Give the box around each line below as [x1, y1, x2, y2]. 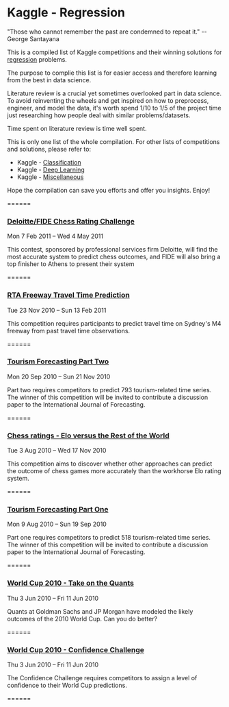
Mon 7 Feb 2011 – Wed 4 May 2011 [7, 232, 104, 241]
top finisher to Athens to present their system [7, 260, 135, 268]
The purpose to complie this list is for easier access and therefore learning [7, 69, 217, 77]
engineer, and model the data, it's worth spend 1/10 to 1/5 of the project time [7, 104, 221, 112]
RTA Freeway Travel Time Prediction [7, 290, 130, 300]
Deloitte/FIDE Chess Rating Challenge [7, 216, 135, 226]
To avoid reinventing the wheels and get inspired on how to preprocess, [7, 96, 209, 104]
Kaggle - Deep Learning [16, 165, 85, 173]
